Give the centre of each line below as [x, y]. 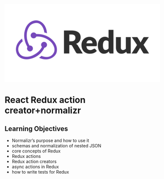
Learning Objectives [36, 128]
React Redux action [45, 100]
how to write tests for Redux [40, 172]
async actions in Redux [35, 167]
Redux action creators [34, 161]
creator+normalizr [43, 111]
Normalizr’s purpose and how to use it [50, 141]
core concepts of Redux [36, 151]
